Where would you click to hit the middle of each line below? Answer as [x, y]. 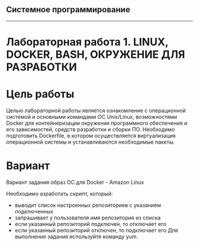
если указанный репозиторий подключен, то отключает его [91, 224]
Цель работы [40, 94]
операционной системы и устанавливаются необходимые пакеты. [90, 142]
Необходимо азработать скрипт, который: [60, 193]
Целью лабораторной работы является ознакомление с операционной [96, 110]
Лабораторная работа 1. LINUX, [87, 42]
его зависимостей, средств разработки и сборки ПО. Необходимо [91, 129]
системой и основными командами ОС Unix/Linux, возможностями [92, 116]
